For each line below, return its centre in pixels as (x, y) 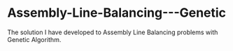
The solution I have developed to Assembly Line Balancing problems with (113, 32)
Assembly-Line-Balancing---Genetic (116, 13)
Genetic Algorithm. (34, 39)
